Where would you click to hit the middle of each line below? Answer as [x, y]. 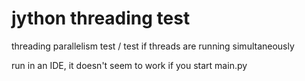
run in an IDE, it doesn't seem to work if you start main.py [129, 65]
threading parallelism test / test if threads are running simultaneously [153, 46]
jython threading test [101, 18]
